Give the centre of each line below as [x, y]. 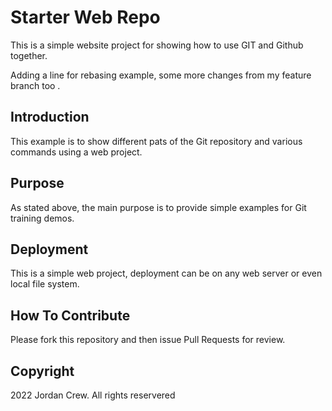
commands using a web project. [76, 152]
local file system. [45, 284]
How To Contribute [70, 315]
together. [29, 55]
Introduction [50, 117]
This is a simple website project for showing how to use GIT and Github [157, 45]
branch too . [35, 85]
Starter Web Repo [85, 17]
